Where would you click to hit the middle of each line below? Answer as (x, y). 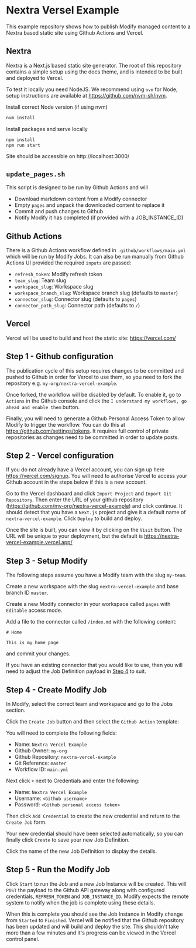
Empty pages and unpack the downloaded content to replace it (90, 205)
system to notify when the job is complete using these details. (81, 902)
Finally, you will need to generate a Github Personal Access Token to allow (96, 418)
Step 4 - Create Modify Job (56, 690)
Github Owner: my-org (41, 751)
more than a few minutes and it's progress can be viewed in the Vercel (91, 933)
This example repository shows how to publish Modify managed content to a (98, 26)
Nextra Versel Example (63, 10)
